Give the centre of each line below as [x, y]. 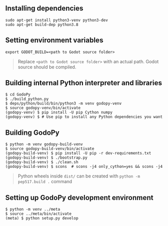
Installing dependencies [44, 8]
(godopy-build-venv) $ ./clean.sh [42, 162]
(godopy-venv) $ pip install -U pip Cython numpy [59, 112]
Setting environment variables [54, 40]
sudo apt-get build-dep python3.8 [42, 24]
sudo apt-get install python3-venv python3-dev [57, 20]
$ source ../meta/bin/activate [38, 214]
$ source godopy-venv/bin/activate [43, 108]
